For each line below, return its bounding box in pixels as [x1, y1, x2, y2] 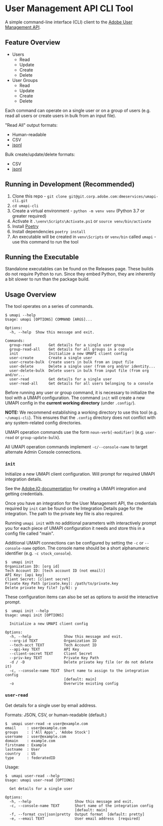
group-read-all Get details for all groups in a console [9, 347, 134, 352]
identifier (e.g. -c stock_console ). [5, 550, 72, 556]
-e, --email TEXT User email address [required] [9, 816, 140, 821]
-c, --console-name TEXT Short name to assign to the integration [9, 668, 149, 673]
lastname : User [5, 747, 40, 752]
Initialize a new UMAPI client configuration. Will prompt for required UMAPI [5, 471, 155, 477]
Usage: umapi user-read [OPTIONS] [5, 778, 75, 783]
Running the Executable [5, 253, 79, 261]
